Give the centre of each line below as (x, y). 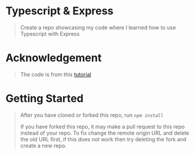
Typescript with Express (50, 33)
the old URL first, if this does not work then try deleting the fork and (103, 139)
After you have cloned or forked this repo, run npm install (92, 115)
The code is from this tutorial (56, 74)
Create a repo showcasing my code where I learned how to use (98, 27)
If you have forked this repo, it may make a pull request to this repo (103, 126)
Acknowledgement (54, 58)
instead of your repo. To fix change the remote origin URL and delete (105, 133)
